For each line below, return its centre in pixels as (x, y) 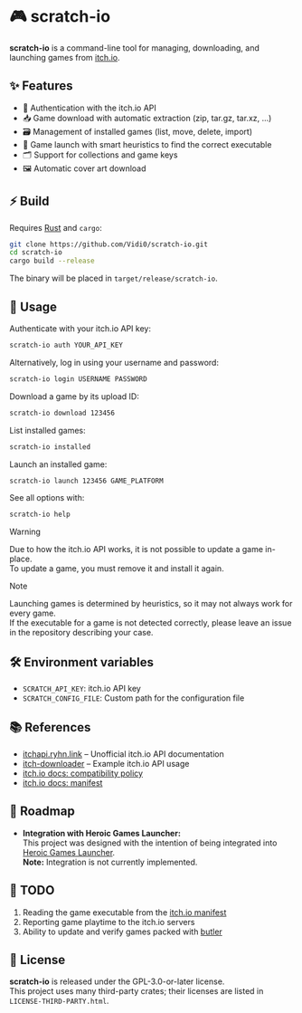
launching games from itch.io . (65, 57)
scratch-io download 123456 (62, 413)
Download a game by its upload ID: (75, 396)
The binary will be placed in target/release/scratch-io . (114, 278)
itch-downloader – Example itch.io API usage (106, 763)
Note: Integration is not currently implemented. (110, 862)
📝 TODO (32, 890)
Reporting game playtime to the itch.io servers (109, 922)
